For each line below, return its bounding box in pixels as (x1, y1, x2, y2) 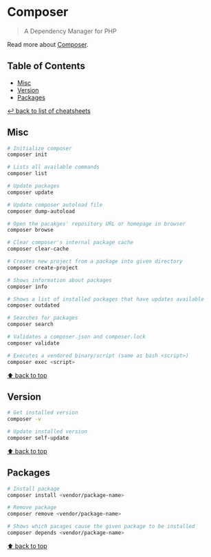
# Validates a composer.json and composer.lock (7, 334, 146, 341)
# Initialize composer (7, 145, 72, 152)
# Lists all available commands (7, 163, 100, 171)
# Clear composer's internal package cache (7, 239, 134, 246)
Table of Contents (7, 60, 86, 72)
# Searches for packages (7, 314, 78, 321)
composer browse (7, 227, 54, 234)
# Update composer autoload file (7, 201, 103, 208)
